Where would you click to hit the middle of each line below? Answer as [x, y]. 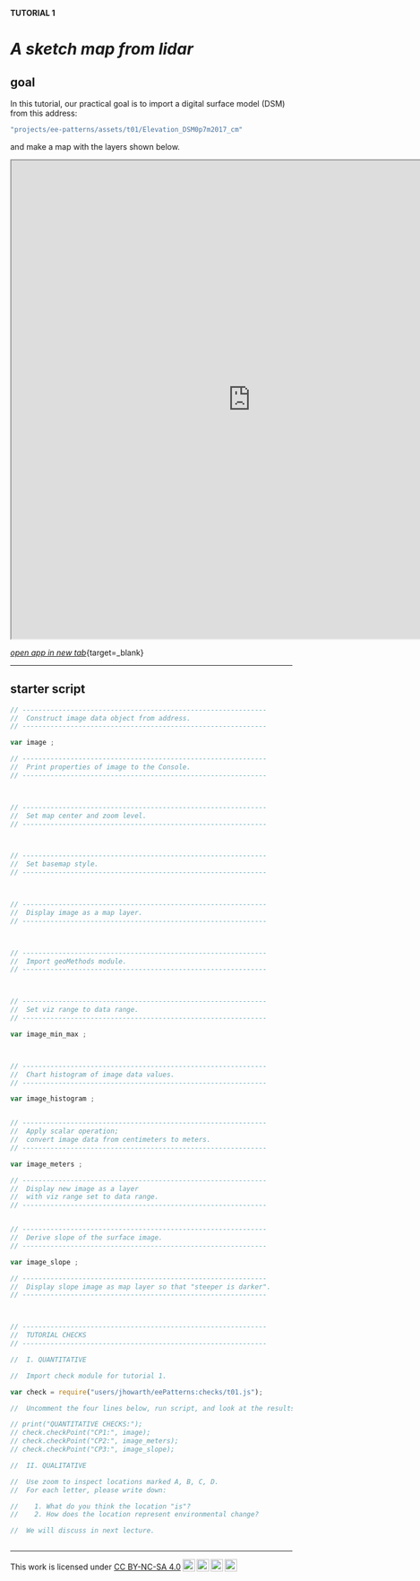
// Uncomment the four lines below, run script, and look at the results [153, 1408]
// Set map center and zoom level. [78, 816]
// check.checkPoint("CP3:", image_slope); [93, 1450]
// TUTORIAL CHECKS [49, 1335]
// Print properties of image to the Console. [101, 767]
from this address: [44, 113]
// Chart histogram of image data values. [93, 1075]
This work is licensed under [61, 1567]
